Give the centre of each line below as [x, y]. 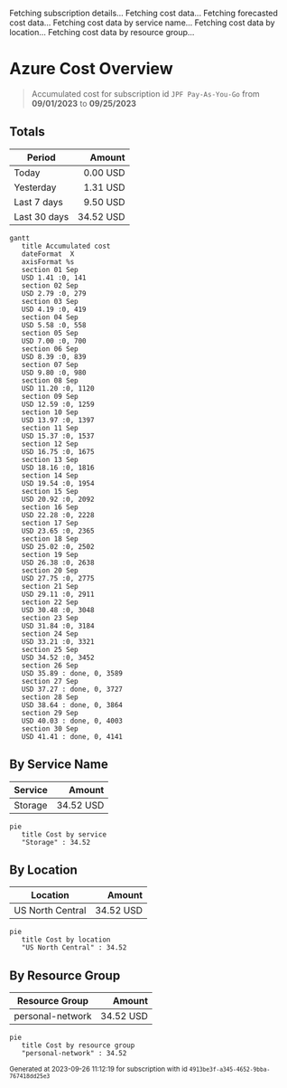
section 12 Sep [50, 444]
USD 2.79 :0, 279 [54, 293]
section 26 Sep [50, 665]
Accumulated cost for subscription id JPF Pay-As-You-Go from [145, 93]
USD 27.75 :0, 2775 [58, 578]
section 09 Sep [50, 396]
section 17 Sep [50, 523]
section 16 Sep [50, 507]
